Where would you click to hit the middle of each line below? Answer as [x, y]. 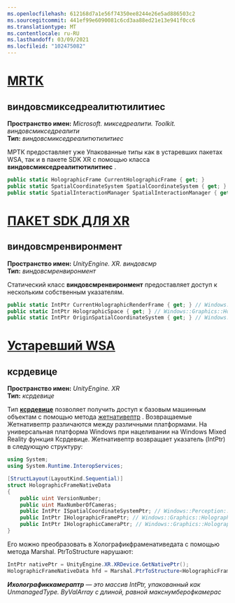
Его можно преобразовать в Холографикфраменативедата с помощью [114, 544]
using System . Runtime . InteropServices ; [65, 466]
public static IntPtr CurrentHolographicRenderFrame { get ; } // [104, 305]
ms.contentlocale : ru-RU [43, 33]
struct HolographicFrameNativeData [59, 485]
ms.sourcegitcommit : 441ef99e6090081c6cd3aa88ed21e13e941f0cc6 [101, 20]
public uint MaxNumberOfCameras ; [69, 505]
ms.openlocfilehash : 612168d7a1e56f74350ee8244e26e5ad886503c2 [101, 14]
